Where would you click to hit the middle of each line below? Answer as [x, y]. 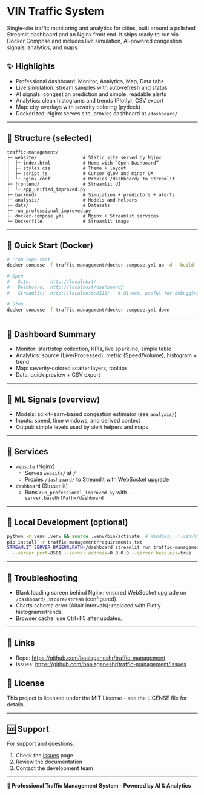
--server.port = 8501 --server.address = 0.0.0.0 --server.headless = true [102, 553]
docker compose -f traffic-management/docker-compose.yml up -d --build [100, 265]
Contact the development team [54, 768]
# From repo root [29, 259]
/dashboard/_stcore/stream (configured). [67, 599]
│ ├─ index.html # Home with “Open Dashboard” [83, 163]
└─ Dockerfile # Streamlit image [68, 221]
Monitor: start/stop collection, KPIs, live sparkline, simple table [94, 349]
